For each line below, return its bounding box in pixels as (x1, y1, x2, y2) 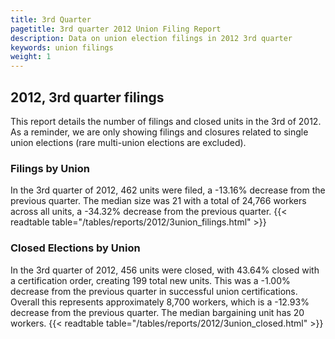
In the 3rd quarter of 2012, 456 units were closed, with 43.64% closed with (10, 264, 320, 276)
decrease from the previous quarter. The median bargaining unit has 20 (10, 306, 305, 318)
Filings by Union (10, 161, 91, 175)
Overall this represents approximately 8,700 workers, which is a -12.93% (10, 296, 310, 308)
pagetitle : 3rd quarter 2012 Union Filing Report (10, 24, 222, 34)
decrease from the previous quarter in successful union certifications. (10, 285, 298, 297)
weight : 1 (10, 52, 52, 62)
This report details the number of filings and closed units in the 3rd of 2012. (10, 115, 322, 127)
